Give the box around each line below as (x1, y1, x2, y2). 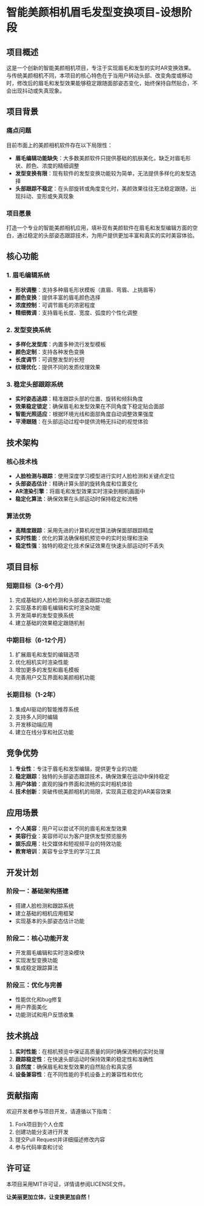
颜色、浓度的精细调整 (25, 162, 80, 169)
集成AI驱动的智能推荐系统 (15, 705, 80, 713)
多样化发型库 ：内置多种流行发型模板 (15, 340, 106, 348)
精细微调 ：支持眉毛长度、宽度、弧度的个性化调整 (15, 309, 138, 316)
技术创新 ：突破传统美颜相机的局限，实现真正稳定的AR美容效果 (15, 788, 172, 795)
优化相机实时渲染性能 (15, 658, 69, 666)
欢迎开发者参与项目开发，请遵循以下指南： (6, 1108, 113, 1115)
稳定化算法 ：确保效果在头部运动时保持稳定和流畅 (15, 495, 138, 503)
